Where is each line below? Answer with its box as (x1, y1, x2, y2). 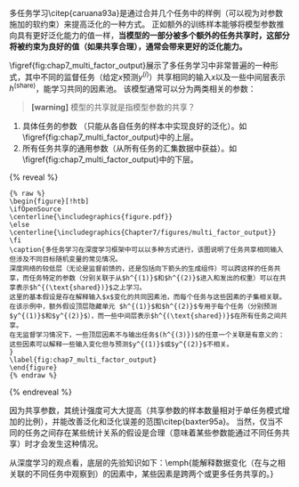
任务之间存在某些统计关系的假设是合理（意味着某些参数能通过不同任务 (24, 427, 282, 438)
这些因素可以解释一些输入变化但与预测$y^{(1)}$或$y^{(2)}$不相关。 (9, 340, 234, 349)
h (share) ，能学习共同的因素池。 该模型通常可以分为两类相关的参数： (9, 81, 256, 93)
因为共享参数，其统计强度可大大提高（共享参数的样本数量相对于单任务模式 (9, 405, 282, 416)
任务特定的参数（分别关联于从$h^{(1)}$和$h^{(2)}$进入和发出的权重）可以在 (28, 274, 280, 283)
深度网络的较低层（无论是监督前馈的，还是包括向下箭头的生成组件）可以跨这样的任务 (9, 264, 274, 273)
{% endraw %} (9, 371, 58, 380)
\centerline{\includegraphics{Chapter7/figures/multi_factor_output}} (9, 228, 277, 238)
